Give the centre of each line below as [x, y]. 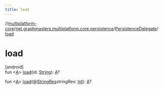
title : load [17, 9]
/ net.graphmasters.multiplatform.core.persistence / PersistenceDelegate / [86, 28]
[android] [14, 67]
